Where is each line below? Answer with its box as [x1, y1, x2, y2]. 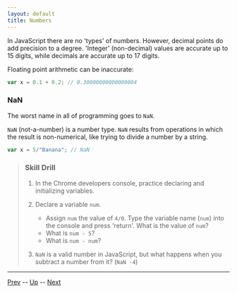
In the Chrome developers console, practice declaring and [35, 179, 205, 187]
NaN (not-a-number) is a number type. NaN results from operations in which [7, 125, 224, 133]
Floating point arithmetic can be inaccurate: [7, 65, 134, 73]
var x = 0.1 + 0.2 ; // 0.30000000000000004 [7, 78, 138, 85]
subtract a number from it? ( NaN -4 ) [35, 257, 138, 265]
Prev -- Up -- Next [7, 277, 61, 286]
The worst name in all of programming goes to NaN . [7, 111, 155, 120]
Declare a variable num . [35, 200, 101, 208]
